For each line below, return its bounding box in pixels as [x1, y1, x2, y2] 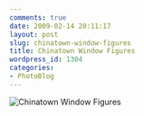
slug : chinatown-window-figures [9, 38, 131, 48]
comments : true [9, 13, 67, 22]
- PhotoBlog [9, 72, 54, 81]
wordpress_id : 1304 [9, 55, 83, 64]
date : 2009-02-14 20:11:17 [9, 22, 111, 31]
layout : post [9, 30, 59, 39]
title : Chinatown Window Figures [9, 47, 136, 56]
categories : [9, 64, 54, 73]
